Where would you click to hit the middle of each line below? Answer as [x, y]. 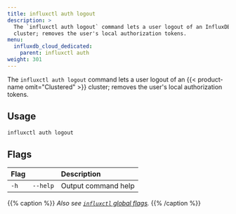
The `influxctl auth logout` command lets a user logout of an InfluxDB [122, 27]
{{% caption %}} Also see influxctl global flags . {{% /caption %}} [104, 203]
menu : [15, 40]
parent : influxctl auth [55, 53]
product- [210, 79]
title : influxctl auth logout [52, 14]
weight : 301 [25, 60]
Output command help [98, 186]
